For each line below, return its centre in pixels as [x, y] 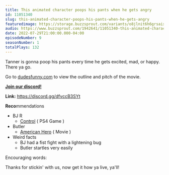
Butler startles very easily [46, 148]
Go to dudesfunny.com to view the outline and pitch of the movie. [73, 76]
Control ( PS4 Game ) [42, 121]
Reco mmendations [25, 106]
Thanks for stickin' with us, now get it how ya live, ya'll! [62, 167]
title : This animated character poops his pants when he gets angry [78, 10]
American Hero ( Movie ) [46, 132]
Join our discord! [23, 86]
